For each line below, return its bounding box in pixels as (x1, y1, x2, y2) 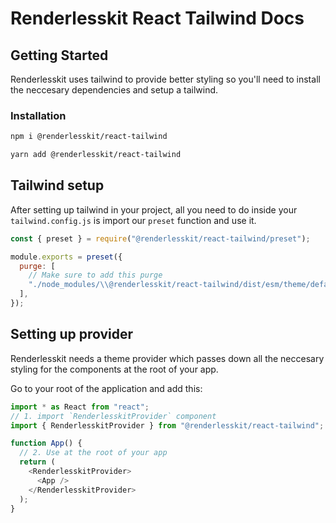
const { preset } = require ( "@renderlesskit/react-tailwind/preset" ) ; (10, 233, 311, 244)
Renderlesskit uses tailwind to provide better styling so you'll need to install (10, 73, 321, 85)
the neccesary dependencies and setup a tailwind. (10, 84, 219, 96)
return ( (19, 457, 56, 467)
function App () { (10, 438, 83, 449)
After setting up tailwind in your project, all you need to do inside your (10, 203, 298, 216)
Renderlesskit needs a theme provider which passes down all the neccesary (10, 352, 325, 364)
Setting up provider (10, 326, 134, 343)
